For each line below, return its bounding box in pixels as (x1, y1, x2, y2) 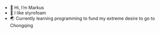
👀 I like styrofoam (10, 10, 46, 16)
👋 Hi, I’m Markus (10, 5, 44, 10)
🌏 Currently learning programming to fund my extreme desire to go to (10, 15, 155, 21)
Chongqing (10, 23, 34, 28)
